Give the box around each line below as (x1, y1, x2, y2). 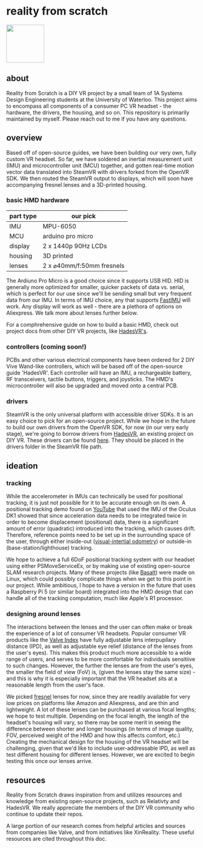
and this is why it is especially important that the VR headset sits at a (6, 675, 178, 683)
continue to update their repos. (6, 810, 84, 818)
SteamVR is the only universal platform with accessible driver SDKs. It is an (6, 411, 194, 418)
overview (6, 133, 42, 143)
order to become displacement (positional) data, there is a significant (6, 518, 179, 526)
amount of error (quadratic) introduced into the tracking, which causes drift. (6, 525, 196, 532)
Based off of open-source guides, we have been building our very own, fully (6, 149, 197, 156)
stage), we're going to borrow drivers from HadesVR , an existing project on (6, 430, 194, 438)
